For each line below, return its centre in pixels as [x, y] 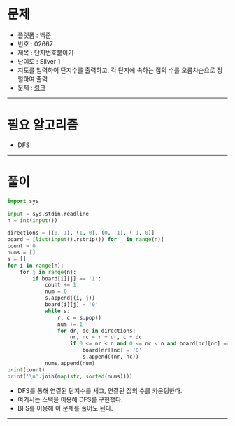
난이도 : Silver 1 [39, 61]
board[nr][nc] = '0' [112, 350]
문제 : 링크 [31, 88]
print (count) [26, 370]
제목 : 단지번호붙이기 [45, 53]
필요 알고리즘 [43, 125]
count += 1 [60, 285]
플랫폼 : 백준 [34, 35]
